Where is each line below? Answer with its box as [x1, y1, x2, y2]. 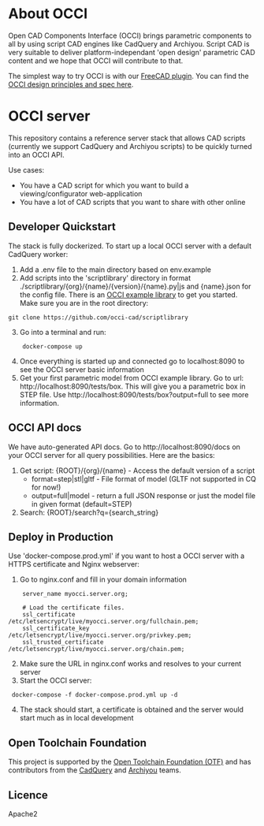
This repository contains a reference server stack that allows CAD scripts [8, 133, 246, 143]
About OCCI [8, 5, 88, 23]
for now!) [31, 482, 61, 492]
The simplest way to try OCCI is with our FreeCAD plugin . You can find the [8, 71, 250, 80]
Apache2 [8, 809, 38, 818]
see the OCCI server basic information [19, 364, 144, 374]
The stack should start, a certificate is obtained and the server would [19, 705, 244, 714]
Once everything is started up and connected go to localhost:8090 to [19, 356, 245, 366]
